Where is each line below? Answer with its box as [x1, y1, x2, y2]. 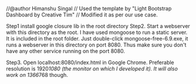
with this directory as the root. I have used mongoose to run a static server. [6, 29, 188, 36]
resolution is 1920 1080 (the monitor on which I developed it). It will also [6, 65, 178, 72]
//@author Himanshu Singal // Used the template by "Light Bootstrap [6, 5, 172, 12]
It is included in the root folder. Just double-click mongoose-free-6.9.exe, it [6, 35, 188, 42]
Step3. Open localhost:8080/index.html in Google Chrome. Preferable [6, 59, 174, 66]
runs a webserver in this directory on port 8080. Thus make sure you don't [6, 41, 187, 48]
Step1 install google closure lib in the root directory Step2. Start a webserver [6, 23, 191, 29]
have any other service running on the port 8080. [6, 48, 125, 55]
